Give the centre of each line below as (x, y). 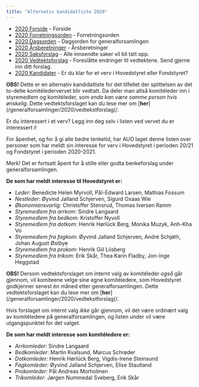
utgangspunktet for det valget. (43, 323)
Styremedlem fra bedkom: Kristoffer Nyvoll (67, 218)
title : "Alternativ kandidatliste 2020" (57, 12)
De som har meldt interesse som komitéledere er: (68, 334)
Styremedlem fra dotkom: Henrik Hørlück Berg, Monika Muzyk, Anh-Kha (103, 224)
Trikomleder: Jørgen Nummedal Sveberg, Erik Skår (77, 377)
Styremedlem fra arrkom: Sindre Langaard (67, 211)
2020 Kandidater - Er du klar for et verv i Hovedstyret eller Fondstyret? (101, 73)
